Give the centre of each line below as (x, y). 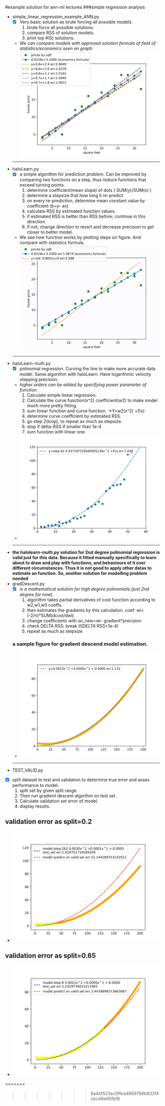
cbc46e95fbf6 (105, 1099)
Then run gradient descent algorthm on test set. (68, 795)
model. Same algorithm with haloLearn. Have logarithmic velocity (85, 374)
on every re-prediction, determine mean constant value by (86, 201)
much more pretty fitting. (52, 405)
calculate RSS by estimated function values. (71, 211)
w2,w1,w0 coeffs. (45, 605)
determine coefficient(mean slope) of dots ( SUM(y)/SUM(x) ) (89, 190)
